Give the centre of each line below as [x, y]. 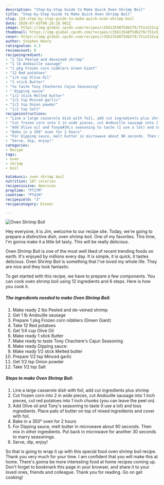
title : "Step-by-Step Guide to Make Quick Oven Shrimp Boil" [69, 14]
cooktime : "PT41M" [24, 195]
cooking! [14, 477]
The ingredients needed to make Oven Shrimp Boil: [58, 298]
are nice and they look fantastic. [38, 267]
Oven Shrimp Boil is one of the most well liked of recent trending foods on [80, 251]
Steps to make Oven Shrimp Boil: [39, 378]
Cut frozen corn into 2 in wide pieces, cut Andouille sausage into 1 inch [84, 395]
